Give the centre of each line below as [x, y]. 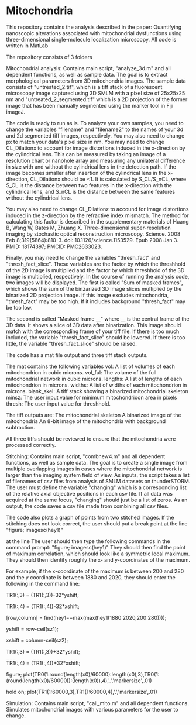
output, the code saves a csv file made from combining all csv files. [87, 506]
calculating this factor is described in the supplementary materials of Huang [97, 221]
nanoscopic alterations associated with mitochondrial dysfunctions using [94, 33]
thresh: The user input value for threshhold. [59, 403]
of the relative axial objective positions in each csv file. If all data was [89, 493]
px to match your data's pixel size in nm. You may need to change [85, 142]
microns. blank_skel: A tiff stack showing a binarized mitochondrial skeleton [97, 391]
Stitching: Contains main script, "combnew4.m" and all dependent [86, 456]
